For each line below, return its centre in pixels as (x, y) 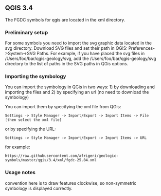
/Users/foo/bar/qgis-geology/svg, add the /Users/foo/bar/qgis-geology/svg (81, 59)
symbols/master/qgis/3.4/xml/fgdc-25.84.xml (51, 160)
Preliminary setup (27, 32)
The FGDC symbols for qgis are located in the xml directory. (65, 20)
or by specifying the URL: (30, 129)
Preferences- (142, 48)
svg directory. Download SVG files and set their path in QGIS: (66, 48)
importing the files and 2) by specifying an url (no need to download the (77, 92)
